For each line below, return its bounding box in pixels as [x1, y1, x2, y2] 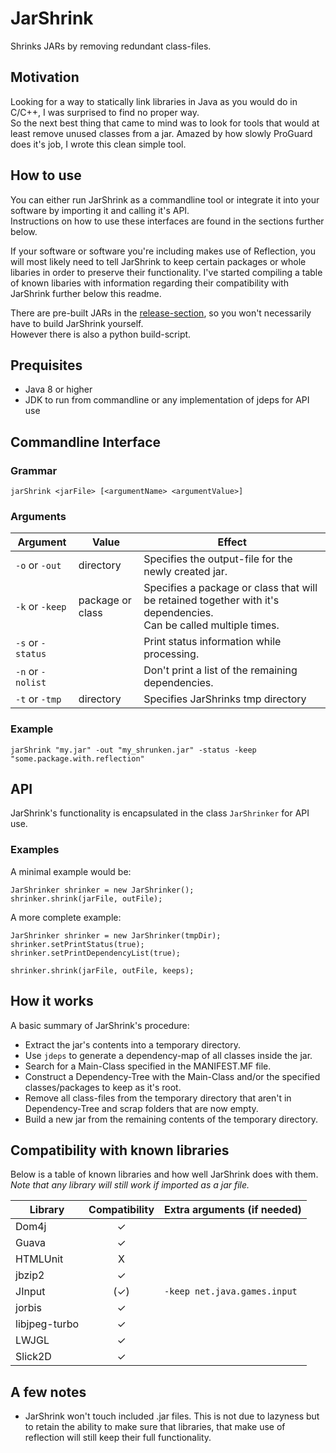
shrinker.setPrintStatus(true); [10, 939, 145, 949]
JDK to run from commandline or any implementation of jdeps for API [24, 394, 310, 406]
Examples [10, 843, 60, 857]
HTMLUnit [15, 1252, 64, 1266]
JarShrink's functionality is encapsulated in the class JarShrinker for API [10, 807, 310, 819]
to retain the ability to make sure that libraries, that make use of [24, 1421, 286, 1433]
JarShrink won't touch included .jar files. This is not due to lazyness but [24, 1410, 320, 1422]
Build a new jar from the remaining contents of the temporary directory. [24, 1113, 319, 1125]
